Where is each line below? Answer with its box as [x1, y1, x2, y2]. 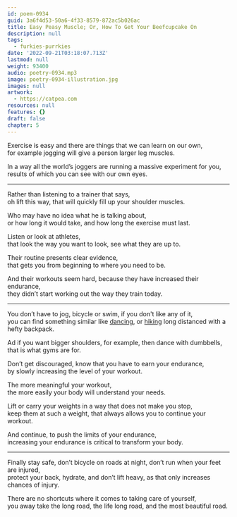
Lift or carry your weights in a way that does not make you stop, [7, 401, 193, 410]
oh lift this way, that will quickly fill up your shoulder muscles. [7, 197, 186, 206]
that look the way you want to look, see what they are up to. [7, 239, 181, 248]
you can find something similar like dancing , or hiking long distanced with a [7, 317, 226, 325]
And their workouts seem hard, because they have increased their [7, 274, 199, 282]
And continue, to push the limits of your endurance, [7, 430, 157, 439]
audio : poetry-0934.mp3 [7, 69, 78, 76]
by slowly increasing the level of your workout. [7, 367, 143, 375]
